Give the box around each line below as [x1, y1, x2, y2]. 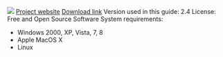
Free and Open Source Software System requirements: [7, 15, 163, 23]
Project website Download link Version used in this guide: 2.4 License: [15, 8, 216, 15]
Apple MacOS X [17, 35, 63, 44]
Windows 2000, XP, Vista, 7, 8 [17, 28, 104, 36]
